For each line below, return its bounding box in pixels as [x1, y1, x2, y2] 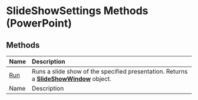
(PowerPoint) [6, 16, 72, 30]
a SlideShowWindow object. [31, 75, 112, 83]
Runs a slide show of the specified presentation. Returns [31, 68, 188, 75]
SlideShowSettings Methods [6, 4, 148, 18]
